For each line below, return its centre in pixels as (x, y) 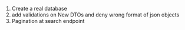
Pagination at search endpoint (48, 21)
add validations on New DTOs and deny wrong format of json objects (95, 15)
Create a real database (39, 9)
